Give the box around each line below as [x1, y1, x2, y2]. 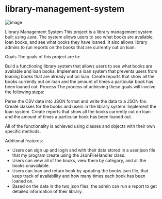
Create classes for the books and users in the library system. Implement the [5, 103, 157, 109]
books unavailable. [12, 163, 50, 168]
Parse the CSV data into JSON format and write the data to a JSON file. [5, 98, 147, 104]
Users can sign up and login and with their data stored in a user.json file [12, 147, 156, 153]
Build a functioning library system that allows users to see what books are [5, 63, 153, 69]
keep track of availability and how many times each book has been [12, 173, 146, 179]
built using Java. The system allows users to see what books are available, [5, 34, 154, 40]
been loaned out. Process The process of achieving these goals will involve [5, 83, 156, 89]
